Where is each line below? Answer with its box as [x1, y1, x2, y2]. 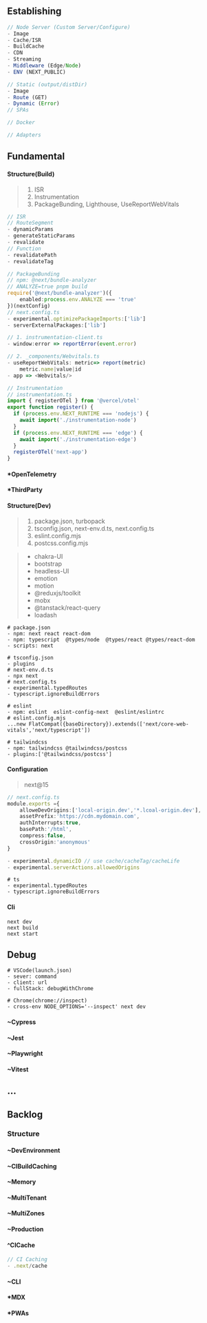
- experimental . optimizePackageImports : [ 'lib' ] [7, 315, 146, 322]
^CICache [7, 1240, 36, 1249]
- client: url [7, 979, 48, 986]
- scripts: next [7, 642, 54, 649]
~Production [7, 1225, 44, 1233]
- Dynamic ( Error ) [7, 100, 60, 107]
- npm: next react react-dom [7, 630, 91, 637]
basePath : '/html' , [19, 826, 72, 833]
